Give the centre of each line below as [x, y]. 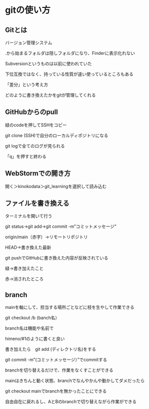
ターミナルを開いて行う [29, 216]
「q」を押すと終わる [26, 156]
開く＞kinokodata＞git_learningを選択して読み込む [56, 186]
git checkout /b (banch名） [32, 318]
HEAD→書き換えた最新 [28, 248]
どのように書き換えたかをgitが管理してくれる [50, 95]
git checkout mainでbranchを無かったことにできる [56, 391]
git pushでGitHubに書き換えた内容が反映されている [57, 258]
